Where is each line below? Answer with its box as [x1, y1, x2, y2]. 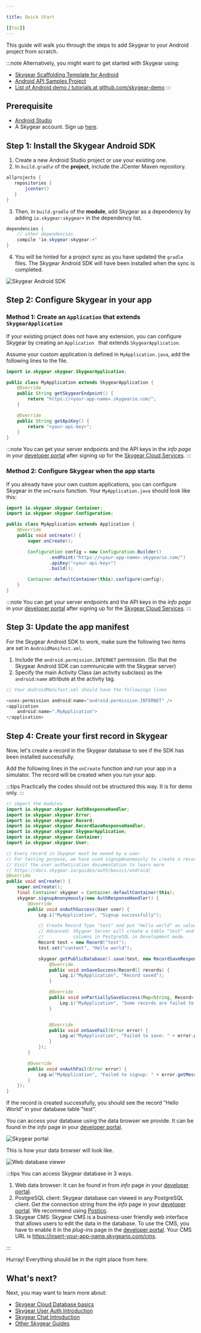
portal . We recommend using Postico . [14, 1207, 108, 1214]
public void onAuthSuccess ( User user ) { [28, 906, 130, 912]
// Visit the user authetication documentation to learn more [6, 862, 165, 868]
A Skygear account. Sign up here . [14, 124, 98, 131]
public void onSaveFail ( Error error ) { [48, 1027, 148, 1033]
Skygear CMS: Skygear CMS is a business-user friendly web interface [14, 1214, 188, 1221]
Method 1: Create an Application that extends [6, 313, 141, 321]
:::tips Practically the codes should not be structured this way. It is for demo [6, 783, 193, 790]
